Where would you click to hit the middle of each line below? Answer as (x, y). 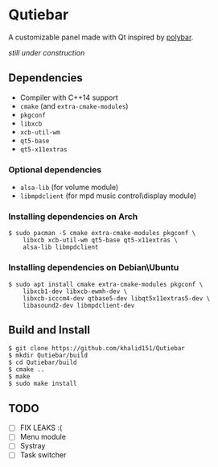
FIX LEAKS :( (41, 428)
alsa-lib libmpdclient (61, 247)
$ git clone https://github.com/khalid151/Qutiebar (97, 349)
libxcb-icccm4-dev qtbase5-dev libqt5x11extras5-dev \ (117, 298)
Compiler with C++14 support (69, 97)
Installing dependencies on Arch (73, 217)
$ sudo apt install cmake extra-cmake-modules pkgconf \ (106, 284)
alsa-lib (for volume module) (69, 188)
